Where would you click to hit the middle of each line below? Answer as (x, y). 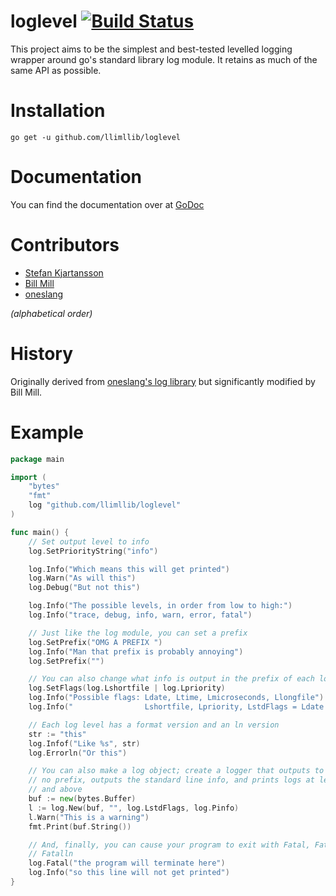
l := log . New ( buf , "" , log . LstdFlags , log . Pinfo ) (134, 808)
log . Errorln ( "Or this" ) (78, 753)
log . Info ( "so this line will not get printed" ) (129, 873)
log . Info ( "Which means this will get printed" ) (129, 569)
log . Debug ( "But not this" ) (84, 588)
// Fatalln (51, 854)
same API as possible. (56, 70)
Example (47, 432)
